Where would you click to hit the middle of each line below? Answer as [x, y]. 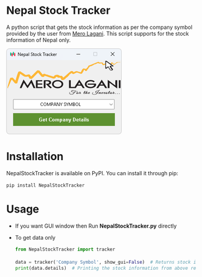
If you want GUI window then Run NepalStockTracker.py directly [96, 226]
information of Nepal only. [39, 40]
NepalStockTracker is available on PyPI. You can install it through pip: [92, 173]
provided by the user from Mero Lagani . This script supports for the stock [98, 33]
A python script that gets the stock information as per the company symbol [99, 27]
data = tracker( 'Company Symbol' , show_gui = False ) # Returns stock [103, 262]
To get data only [35, 237]
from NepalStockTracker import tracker [65, 249]
